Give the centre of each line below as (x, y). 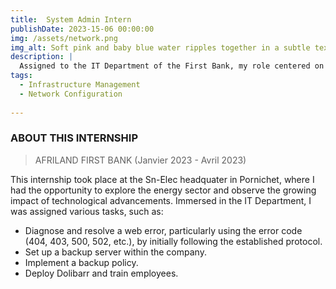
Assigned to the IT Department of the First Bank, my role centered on (172, 66)
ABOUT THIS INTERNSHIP (74, 138)
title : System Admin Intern (71, 19)
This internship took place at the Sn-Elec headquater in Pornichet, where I (162, 179)
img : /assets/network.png (64, 38)
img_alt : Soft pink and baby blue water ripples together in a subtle (160, 47)
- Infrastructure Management (80, 85)
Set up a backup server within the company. (115, 252)
